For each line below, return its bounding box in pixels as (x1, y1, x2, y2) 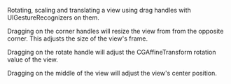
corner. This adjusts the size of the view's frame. (7, 34, 148, 43)
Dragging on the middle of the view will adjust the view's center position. (7, 69, 217, 77)
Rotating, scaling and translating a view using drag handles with (7, 6, 191, 14)
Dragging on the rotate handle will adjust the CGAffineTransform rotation (7, 48, 216, 56)
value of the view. (7, 55, 58, 64)
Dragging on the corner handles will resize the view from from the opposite (7, 27, 224, 35)
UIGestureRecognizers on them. (7, 13, 100, 22)
